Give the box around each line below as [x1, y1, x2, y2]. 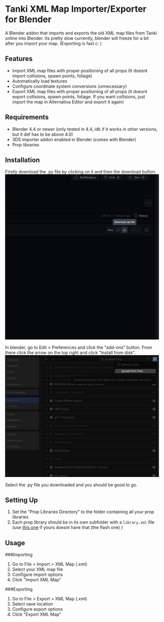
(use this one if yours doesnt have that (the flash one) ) [12, 525, 123, 530]
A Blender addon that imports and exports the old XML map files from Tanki [5, 30, 157, 36]
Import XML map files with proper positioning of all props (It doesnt [12, 68, 148, 73]
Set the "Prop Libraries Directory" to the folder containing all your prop [12, 509, 155, 515]
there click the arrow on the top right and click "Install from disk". [5, 350, 136, 356]
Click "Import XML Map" [12, 577, 61, 583]
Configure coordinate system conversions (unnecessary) [12, 83, 127, 89]
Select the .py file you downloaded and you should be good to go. [5, 481, 138, 488]
